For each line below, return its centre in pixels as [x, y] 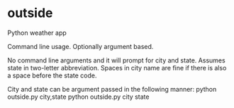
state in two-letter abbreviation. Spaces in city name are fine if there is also [117, 67]
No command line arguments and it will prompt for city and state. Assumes [116, 60]
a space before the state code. [52, 75]
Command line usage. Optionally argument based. [80, 46]
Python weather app [37, 33]
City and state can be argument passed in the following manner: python [112, 89]
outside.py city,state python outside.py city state [78, 97]
